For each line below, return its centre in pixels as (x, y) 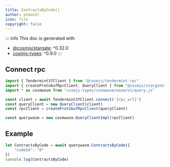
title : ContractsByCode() (32, 10)
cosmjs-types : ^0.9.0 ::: (37, 53)
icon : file (17, 19)
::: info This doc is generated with (40, 38)
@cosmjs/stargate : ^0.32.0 (40, 48)
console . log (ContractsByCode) (37, 159)
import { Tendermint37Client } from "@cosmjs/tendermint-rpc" (72, 81)
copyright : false (24, 24)
